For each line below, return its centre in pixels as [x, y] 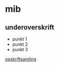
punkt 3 [20, 50]
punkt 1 [19, 39]
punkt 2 [20, 44]
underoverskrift [30, 27]
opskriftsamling [21, 59]
